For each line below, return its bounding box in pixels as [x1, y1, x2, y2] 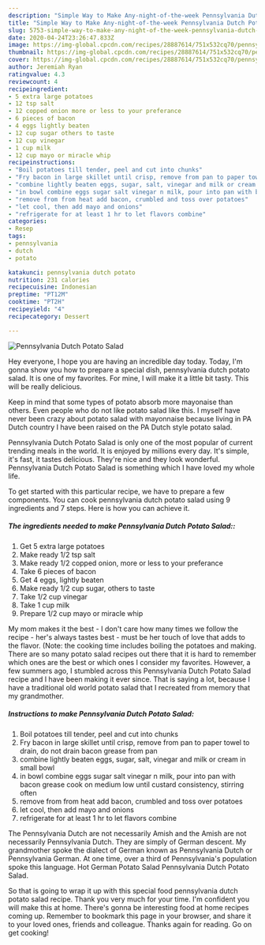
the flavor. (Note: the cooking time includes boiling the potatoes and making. [8, 641, 256, 650]
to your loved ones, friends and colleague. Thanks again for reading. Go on [8, 919, 252, 929]
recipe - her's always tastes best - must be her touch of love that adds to [8, 632, 246, 641]
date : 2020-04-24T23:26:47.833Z [8, 33, 114, 42]
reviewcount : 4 [8, 77, 58, 85]
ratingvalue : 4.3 [8, 70, 65, 78]
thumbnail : [8, 48, 44, 56]
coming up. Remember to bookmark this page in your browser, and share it [8, 911, 252, 920]
